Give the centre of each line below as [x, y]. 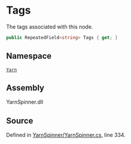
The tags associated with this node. [49, 27]
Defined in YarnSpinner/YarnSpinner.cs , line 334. [66, 135]
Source [20, 121]
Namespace [29, 56]
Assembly [25, 88]
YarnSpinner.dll [25, 102]
